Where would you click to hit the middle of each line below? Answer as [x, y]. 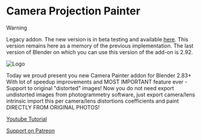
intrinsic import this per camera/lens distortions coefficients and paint [93, 101]
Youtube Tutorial [26, 119]
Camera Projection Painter [73, 11]
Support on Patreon [31, 130]
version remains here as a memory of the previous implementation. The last [100, 46]
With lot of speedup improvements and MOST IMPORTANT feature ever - [97, 82]
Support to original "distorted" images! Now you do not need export [90, 88]
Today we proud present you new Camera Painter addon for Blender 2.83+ [99, 75]
